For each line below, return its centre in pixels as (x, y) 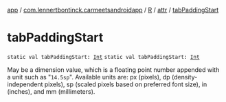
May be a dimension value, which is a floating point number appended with (113, 69)
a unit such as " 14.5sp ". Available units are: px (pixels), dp (89, 77)
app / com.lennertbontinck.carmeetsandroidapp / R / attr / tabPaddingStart (113, 10)
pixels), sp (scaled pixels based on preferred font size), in (126, 84)
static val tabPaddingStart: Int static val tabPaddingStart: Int (103, 57)
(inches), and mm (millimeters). (51, 91)
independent (25, 84)
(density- (184, 77)
